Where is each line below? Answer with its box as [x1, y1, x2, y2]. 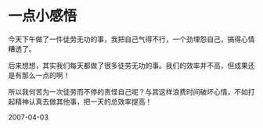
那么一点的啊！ [21, 70, 70, 80]
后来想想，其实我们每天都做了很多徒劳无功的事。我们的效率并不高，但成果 [8, 60, 248, 70]
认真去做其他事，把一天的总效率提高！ [28, 97, 153, 106]
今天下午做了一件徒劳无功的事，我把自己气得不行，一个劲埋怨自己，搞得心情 [8, 34, 255, 44]
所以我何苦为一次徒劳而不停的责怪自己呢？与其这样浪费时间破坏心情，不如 [8, 87, 248, 96]
